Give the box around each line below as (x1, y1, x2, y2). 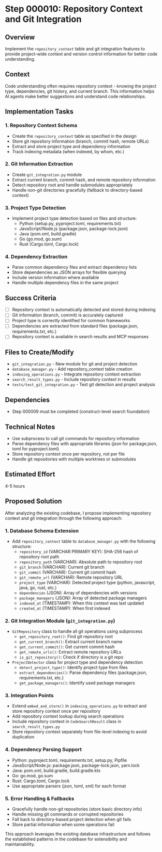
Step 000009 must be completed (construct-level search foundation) (12, 409, 150, 414)
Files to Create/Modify (5, 348, 74, 356)
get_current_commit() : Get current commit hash (19, 644, 115, 650)
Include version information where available (12, 275, 99, 280)
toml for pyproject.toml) (12, 445, 59, 452)
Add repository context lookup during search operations (12, 713, 124, 719)
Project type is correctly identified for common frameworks (12, 318, 131, 324)
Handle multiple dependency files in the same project (12, 280, 118, 286)
